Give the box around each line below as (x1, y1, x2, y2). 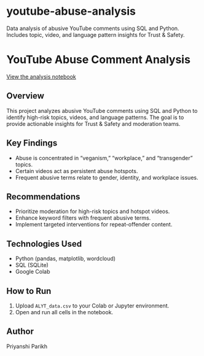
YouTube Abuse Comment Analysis (6, 53, 190, 67)
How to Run (6, 285, 52, 296)
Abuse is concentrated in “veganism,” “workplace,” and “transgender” (15, 154, 193, 161)
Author (6, 327, 34, 337)
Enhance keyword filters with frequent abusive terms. (15, 214, 151, 222)
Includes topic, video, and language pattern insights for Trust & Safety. (6, 31, 185, 38)
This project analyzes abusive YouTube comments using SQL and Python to (6, 107, 198, 114)
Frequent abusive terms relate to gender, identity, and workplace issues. (15, 174, 198, 181)
